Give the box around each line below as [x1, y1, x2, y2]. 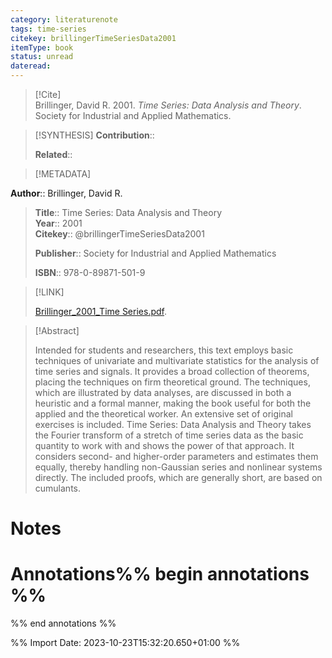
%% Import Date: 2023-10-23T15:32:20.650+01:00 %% [10, 637, 241, 649]
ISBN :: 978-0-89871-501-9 [34, 267, 146, 278]
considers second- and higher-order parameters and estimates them [34, 451, 319, 462]
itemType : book [10, 42, 74, 53]
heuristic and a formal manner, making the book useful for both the [34, 397, 312, 409]
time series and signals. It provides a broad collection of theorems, [34, 366, 310, 377]
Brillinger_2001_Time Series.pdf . [34, 306, 167, 317]
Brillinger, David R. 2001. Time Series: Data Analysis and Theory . [34, 99, 302, 111]
